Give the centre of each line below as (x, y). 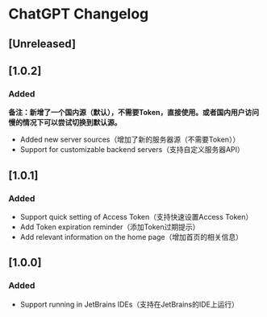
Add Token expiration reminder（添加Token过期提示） (110, 227)
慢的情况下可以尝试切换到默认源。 (65, 122)
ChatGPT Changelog (79, 14)
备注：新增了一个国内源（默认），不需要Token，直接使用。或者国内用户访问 (134, 113)
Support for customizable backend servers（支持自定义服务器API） (132, 150)
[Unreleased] (42, 44)
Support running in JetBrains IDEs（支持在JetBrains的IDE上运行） (129, 304)
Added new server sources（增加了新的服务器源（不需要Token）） (130, 140)
